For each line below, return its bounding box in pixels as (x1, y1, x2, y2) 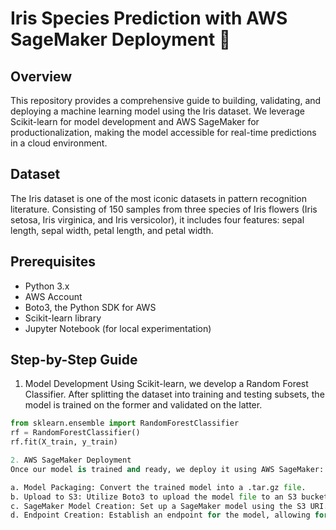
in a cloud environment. (10, 137, 108, 149)
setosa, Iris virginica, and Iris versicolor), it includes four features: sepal (10, 213, 305, 226)
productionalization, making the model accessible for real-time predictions (10, 127, 317, 138)
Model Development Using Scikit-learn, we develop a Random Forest (24, 378, 309, 390)
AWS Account (24, 290, 83, 302)
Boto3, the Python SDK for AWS (24, 301, 157, 313)
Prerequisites (10, 253, 96, 271)
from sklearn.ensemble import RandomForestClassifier (10, 418, 240, 429)
